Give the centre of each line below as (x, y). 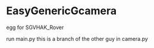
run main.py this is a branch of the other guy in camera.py (77, 39)
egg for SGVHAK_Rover (35, 27)
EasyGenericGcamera (62, 11)
